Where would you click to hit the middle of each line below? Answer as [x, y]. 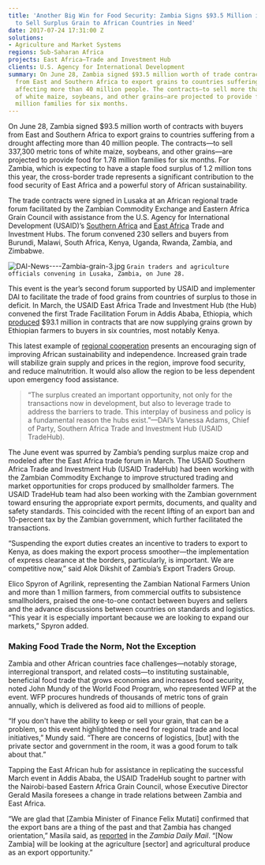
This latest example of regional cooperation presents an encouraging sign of [132, 346]
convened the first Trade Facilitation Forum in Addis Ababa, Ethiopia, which [130, 314]
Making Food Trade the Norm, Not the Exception [102, 647]
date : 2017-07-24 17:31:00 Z [56, 30]
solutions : [26, 38]
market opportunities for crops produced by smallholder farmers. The [121, 486]
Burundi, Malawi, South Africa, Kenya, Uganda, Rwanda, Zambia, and [120, 243]
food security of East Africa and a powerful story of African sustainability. [128, 185]
